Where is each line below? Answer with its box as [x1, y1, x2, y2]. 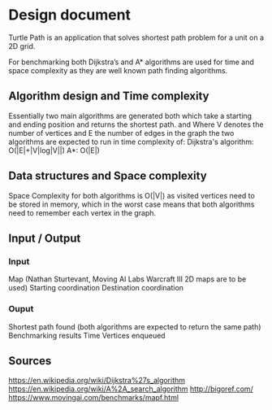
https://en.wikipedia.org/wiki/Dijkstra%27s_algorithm [8, 376, 185, 386]
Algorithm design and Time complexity [8, 89, 209, 103]
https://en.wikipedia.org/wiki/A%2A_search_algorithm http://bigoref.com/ [8, 384, 253, 394]
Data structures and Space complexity [8, 169, 207, 183]
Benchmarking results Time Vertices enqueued [8, 330, 166, 340]
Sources [8, 354, 52, 368]
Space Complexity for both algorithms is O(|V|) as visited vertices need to [8, 190, 256, 200]
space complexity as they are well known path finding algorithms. [8, 65, 228, 75]
